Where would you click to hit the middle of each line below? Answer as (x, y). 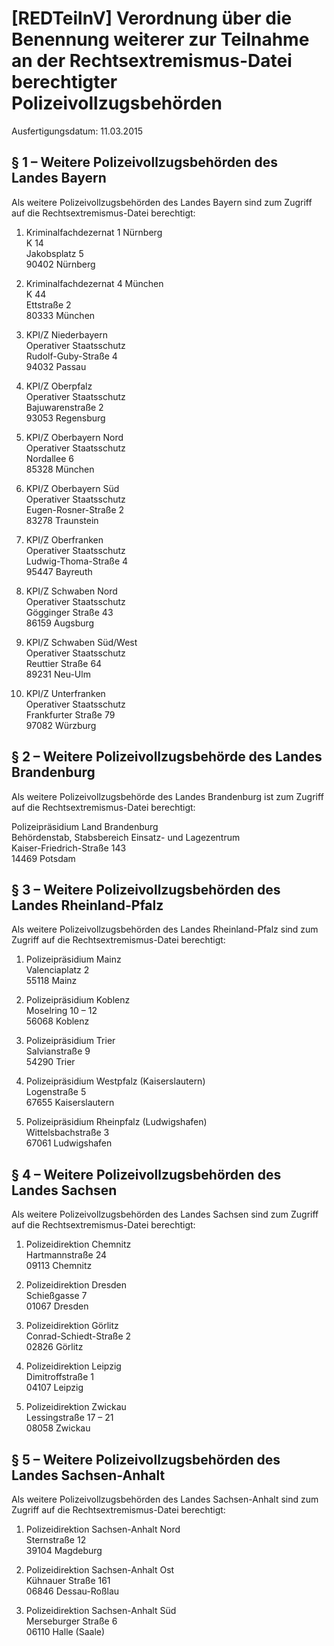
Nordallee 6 (49, 458)
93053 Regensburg (65, 418)
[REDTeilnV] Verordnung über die (152, 18)
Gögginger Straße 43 (69, 612)
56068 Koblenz (57, 1021)
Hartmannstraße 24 (66, 1255)
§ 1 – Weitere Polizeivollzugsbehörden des (145, 162)
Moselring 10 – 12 (61, 1011)
